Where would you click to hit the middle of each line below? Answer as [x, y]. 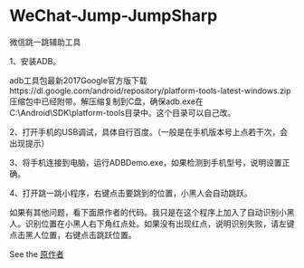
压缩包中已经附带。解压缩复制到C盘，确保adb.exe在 [106, 101]
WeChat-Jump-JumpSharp [114, 16]
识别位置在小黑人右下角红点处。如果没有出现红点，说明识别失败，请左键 [160, 224]
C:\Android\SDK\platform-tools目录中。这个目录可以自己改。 [123, 112]
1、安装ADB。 [35, 61]
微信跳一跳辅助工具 [45, 42]
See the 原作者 [37, 254]
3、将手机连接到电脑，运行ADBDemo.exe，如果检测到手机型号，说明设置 [146, 162]
